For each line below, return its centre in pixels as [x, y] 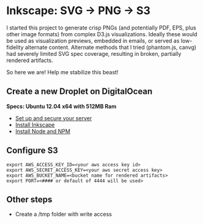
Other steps [29, 199]
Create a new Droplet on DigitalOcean [79, 92]
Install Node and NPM [42, 131]
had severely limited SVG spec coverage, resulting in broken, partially [94, 53]
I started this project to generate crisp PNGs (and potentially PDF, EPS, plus [102, 28]
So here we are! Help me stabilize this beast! [62, 72]
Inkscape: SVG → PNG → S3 [79, 11]
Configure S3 [32, 151]
